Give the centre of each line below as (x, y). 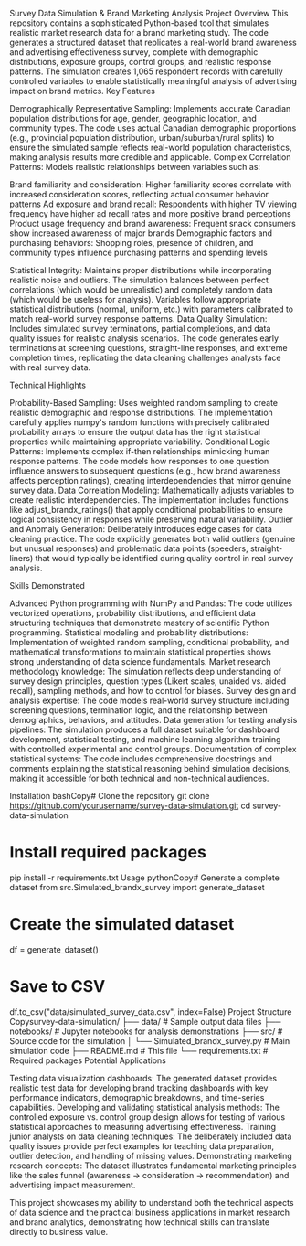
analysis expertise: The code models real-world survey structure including (149, 700)
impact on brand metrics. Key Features (82, 91)
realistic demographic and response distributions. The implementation (142, 412)
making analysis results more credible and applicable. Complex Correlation (150, 157)
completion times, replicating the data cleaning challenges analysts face (145, 357)
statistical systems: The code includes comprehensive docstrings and (141, 759)
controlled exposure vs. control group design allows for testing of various (148, 1117)
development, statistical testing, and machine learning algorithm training (145, 739)
